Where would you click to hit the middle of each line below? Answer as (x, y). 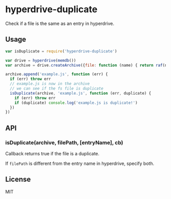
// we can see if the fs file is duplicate (56, 89)
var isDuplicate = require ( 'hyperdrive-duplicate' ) (61, 51)
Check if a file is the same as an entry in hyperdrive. (60, 23)
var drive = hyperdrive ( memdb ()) (41, 60)
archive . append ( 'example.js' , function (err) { (57, 74)
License (18, 179)
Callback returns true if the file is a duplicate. (52, 153)
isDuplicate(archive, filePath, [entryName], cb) (64, 143)
